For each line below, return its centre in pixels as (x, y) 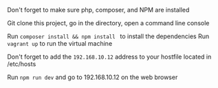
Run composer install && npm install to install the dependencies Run (108, 36)
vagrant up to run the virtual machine (60, 43)
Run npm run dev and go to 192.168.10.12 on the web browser (92, 77)
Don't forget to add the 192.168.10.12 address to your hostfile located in (109, 57)
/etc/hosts (22, 64)
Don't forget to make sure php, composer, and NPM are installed (98, 10)
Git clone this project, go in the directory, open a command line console (108, 23)
